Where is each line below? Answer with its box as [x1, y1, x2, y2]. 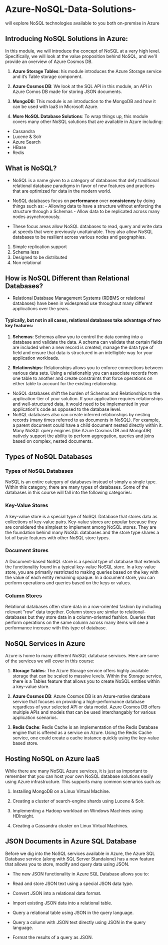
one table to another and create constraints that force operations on [12, 375, 152, 381]
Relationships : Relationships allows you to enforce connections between [12, 364, 163, 371]
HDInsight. [12, 813, 34, 819]
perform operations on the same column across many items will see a [5, 619, 148, 626]
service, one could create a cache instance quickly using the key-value [12, 734, 159, 741]
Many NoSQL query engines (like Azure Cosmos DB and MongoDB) [12, 427, 151, 433]
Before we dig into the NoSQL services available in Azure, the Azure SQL [5, 850, 155, 856]
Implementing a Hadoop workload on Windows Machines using [12, 807, 143, 813]
